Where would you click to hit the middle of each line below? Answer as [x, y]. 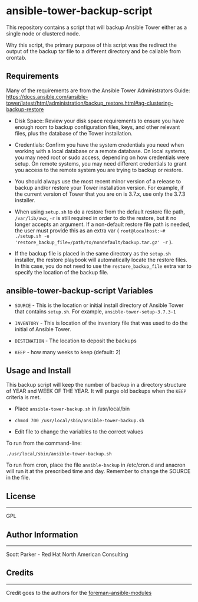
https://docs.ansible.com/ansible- [47, 96]
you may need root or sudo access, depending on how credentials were [102, 157]
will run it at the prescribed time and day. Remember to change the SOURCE [98, 471]
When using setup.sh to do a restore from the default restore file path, [100, 212]
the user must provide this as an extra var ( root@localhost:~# [90, 230]
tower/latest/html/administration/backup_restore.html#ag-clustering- [90, 103]
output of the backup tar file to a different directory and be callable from [94, 51]
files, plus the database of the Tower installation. [73, 133]
